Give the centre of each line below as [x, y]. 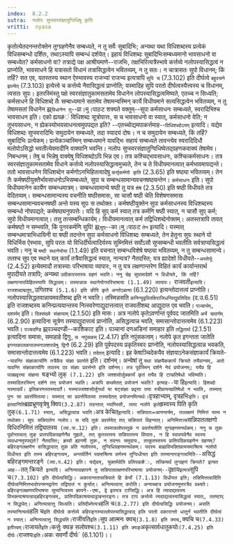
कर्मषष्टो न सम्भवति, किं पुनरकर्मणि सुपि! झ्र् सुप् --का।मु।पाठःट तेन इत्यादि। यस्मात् [96, 227]
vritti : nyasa [29, 27]
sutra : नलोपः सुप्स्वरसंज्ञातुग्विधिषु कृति [50, 20]
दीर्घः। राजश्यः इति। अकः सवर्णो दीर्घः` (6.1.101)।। [60, 535]
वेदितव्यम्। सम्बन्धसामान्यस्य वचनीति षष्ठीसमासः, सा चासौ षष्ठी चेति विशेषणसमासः [95, 195]
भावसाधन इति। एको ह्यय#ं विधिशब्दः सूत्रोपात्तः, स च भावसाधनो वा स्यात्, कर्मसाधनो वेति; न [107, 117]
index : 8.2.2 [28, 14]
